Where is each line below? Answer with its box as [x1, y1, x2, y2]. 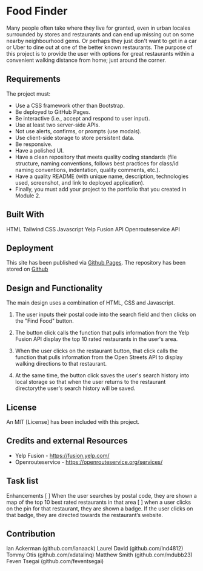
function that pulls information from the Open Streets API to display [15, 354, 183, 361]
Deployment [6, 243, 54, 253]
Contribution [6, 529, 56, 540]
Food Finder [6, 4, 68, 18]
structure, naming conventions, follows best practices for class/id [15, 159, 179, 167]
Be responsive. [15, 140, 53, 148]
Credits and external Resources [6, 436, 128, 446]
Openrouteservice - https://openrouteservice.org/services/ [15, 458, 163, 466]
